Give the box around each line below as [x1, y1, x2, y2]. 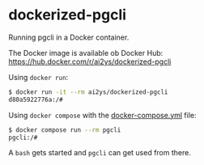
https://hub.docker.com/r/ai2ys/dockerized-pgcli [8, 57, 172, 66]
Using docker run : [8, 72, 69, 82]
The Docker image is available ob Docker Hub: [8, 48, 164, 57]
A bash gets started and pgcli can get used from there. [8, 148, 192, 158]
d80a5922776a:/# [8, 95, 63, 104]
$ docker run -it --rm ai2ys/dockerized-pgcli [8, 87, 168, 96]
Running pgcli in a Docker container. [8, 32, 130, 42]
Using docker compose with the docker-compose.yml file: [8, 110, 197, 120]
